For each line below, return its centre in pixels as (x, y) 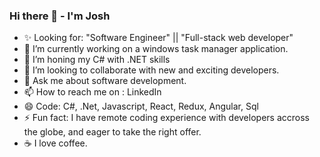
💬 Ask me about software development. (105, 81)
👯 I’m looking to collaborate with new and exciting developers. (151, 70)
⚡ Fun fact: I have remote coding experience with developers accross (166, 118)
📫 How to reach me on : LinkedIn (92, 92)
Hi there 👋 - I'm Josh (60, 16)
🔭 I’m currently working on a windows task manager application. (156, 49)
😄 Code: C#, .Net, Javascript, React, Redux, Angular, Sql (141, 106)
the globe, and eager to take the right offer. (112, 132)
